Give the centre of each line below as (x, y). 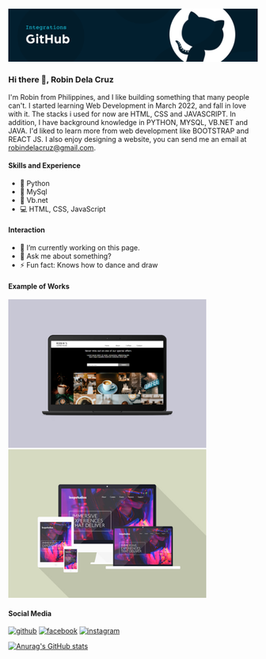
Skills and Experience (44, 166)
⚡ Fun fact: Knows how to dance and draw (89, 265)
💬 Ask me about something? (66, 256)
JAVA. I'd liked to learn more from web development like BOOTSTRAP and (129, 131)
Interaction (27, 230)
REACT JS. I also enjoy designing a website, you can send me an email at (127, 139)
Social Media (30, 613)
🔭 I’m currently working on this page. (80, 248)
